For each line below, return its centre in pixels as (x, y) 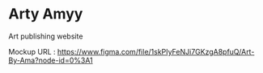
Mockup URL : (32, 51)
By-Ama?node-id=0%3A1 (51, 60)
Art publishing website (46, 36)
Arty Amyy (46, 14)
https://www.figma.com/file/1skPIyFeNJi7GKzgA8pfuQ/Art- (156, 51)
